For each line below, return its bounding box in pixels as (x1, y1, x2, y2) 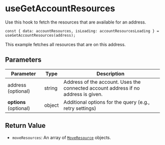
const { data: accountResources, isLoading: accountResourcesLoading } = (5, 28, 160, 33)
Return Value (5, 121, 46, 130)
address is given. (63, 91, 103, 97)
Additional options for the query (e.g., (63, 98, 150, 105)
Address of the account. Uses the (63, 78, 141, 85)
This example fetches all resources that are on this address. (5, 41, 126, 47)
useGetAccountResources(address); (5, 33, 76, 38)
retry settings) (63, 105, 97, 112)
